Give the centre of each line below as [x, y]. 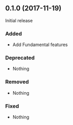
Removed [17, 82]
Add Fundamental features [40, 45]
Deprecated [20, 58]
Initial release [19, 20]
